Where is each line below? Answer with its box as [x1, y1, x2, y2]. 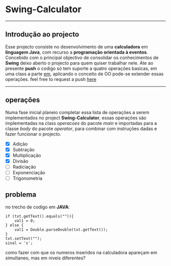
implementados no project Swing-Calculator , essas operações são [5, 115, 147, 121]
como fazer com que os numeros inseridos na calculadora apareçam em [5, 249, 158, 255]
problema [5, 190, 37, 199]
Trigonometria [12, 175, 43, 181]
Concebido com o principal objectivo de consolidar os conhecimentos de [5, 55, 159, 61]
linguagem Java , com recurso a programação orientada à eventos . [5, 49, 149, 55]
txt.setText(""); [5, 236, 42, 241]
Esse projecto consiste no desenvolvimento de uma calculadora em [5, 43, 148, 49]
